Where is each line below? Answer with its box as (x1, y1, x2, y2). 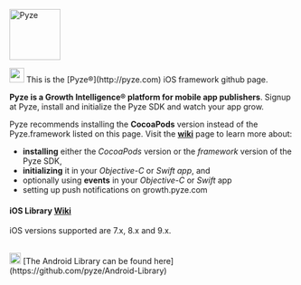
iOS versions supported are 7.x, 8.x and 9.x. (9, 225, 172, 236)
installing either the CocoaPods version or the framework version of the (22, 146, 292, 157)
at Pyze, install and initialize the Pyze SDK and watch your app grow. (9, 101, 265, 112)
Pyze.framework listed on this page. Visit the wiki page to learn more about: (9, 128, 293, 139)
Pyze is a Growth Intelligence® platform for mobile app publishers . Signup (9, 91, 291, 102)
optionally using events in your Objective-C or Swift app (22, 175, 232, 185)
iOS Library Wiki (9, 204, 72, 216)
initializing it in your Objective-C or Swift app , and (22, 166, 211, 176)
